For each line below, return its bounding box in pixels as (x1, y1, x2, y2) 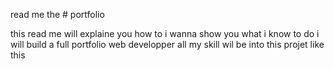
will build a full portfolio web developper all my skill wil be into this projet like (10, 39, 325, 50)
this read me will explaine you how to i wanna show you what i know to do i (10, 28, 320, 39)
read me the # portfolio (10, 9, 105, 20)
